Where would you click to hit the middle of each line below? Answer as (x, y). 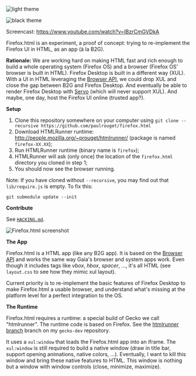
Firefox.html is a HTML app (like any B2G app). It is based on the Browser (94, 253)
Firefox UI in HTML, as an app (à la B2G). (55, 49)
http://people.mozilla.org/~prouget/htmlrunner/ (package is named (95, 138)
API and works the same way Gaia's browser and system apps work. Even (95, 259)
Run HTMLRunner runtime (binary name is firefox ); (77, 150)
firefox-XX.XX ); (33, 144)
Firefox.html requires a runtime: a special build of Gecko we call (83, 318)
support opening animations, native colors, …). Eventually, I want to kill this (96, 354)
